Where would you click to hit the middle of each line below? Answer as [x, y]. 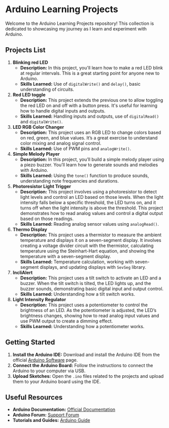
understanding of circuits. [47, 89]
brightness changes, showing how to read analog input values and [90, 315]
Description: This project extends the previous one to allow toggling [92, 100]
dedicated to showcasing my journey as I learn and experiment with [76, 28]
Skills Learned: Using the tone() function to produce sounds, [84, 175]
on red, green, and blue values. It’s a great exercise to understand [89, 137]
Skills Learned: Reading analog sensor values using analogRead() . [89, 224]
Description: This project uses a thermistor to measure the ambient [91, 235]
